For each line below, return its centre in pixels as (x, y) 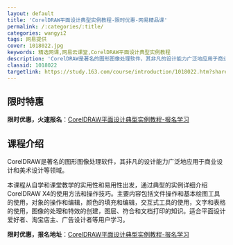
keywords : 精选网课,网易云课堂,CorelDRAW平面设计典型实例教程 (89, 53)
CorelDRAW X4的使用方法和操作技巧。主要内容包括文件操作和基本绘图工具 (114, 194)
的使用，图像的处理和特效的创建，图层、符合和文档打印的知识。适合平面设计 (116, 211)
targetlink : (24, 71)
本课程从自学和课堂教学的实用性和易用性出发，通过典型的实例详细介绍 (107, 185)
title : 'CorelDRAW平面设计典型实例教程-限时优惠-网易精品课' (87, 20)
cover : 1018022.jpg (35, 46)
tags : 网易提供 (27, 40)
